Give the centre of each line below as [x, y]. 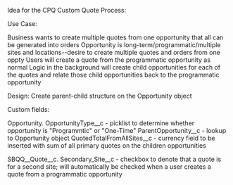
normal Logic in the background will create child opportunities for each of [114, 67]
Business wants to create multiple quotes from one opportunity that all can [115, 37]
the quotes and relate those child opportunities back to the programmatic [113, 75]
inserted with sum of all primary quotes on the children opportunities [107, 146]
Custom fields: [29, 109]
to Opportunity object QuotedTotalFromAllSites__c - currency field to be [111, 138]
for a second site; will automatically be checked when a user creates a [109, 167]
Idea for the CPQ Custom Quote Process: [67, 10]
